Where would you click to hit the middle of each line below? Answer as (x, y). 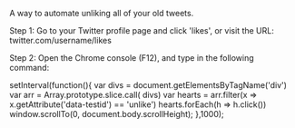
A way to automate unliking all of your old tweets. (102, 13)
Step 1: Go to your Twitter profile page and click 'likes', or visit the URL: (142, 30)
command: (29, 68)
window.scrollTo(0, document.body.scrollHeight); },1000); (117, 114)
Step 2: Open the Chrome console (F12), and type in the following (132, 58)
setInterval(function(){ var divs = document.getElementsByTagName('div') (148, 85)
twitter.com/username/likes (60, 40)
